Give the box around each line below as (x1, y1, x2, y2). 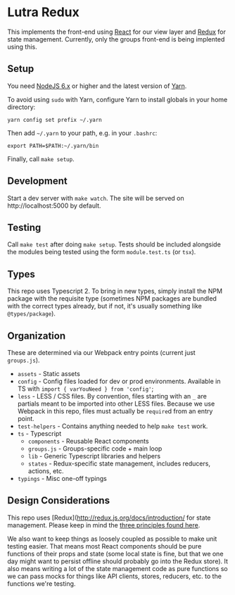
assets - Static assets (17, 370, 81, 377)
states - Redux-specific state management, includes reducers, (27, 459, 211, 468)
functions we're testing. (7, 579, 76, 588)
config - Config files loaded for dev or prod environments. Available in (17, 377, 221, 385)
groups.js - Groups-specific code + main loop (27, 444, 163, 453)
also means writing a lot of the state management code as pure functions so (7, 564, 228, 572)
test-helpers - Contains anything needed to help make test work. (17, 422, 208, 430)
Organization (7, 330, 65, 342)
